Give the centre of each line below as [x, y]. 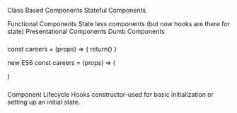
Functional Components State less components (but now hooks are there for [118, 24]
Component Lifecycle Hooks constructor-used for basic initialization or [110, 94]
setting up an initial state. [44, 102]
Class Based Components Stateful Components [77, 10]
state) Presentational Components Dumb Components [86, 31]
